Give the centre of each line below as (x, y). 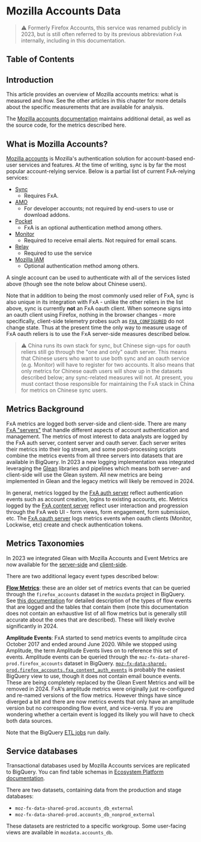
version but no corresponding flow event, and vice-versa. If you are (90, 708)
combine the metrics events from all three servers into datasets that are (94, 456)
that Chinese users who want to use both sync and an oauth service (105, 358)
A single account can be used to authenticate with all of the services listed (98, 277)
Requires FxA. (41, 195)
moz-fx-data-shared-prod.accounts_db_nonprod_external (85, 815)
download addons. (47, 215)
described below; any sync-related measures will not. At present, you (107, 377)
